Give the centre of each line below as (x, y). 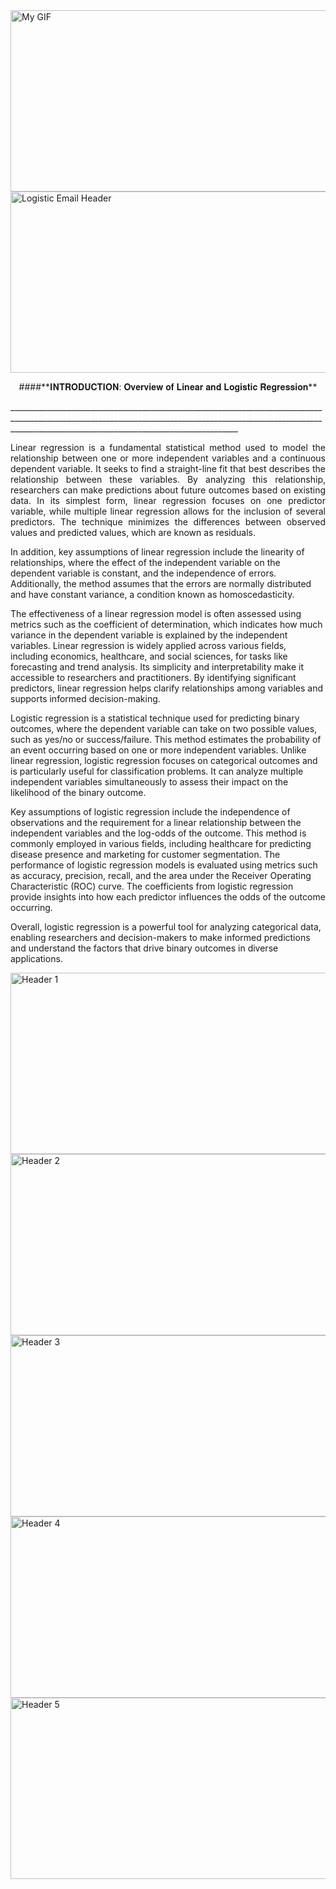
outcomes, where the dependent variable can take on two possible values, (164, 728)
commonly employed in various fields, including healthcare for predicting (161, 843)
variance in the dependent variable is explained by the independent (149, 635)
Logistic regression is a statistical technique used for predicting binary (155, 718)
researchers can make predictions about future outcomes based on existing (168, 490)
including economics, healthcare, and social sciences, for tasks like (149, 656)
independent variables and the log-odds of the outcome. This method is (158, 833)
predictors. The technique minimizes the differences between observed (168, 522)
